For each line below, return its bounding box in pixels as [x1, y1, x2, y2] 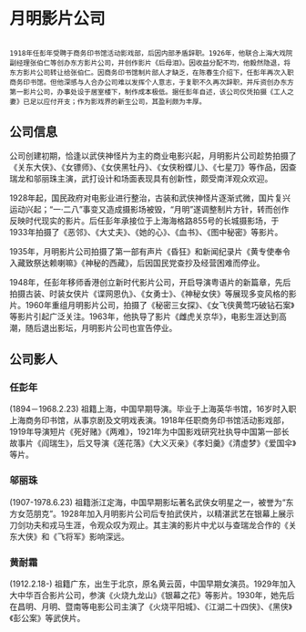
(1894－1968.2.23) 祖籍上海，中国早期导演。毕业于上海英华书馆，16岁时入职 [9, 403, 297, 415]
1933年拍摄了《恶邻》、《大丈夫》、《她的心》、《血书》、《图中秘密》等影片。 [9, 226, 283, 237]
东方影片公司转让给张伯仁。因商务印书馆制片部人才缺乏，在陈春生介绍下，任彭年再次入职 [9, 67, 294, 78]
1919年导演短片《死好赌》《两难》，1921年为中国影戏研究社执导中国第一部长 [9, 426, 290, 438]
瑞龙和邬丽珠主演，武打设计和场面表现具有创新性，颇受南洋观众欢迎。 [9, 172, 273, 183]
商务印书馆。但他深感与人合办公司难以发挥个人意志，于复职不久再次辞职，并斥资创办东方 [9, 78, 294, 87]
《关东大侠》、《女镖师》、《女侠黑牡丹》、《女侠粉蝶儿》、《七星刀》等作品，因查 [9, 161, 297, 172]
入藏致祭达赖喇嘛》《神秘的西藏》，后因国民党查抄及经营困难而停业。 [9, 257, 265, 268]
